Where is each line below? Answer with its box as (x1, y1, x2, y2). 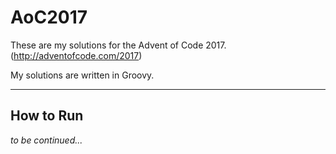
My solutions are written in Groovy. (10, 69, 155, 81)
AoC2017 (10, 6, 88, 29)
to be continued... (10, 134, 83, 146)
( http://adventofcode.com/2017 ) (10, 49, 143, 61)
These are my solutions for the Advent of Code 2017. (10, 39, 227, 51)
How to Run (10, 107, 84, 125)
